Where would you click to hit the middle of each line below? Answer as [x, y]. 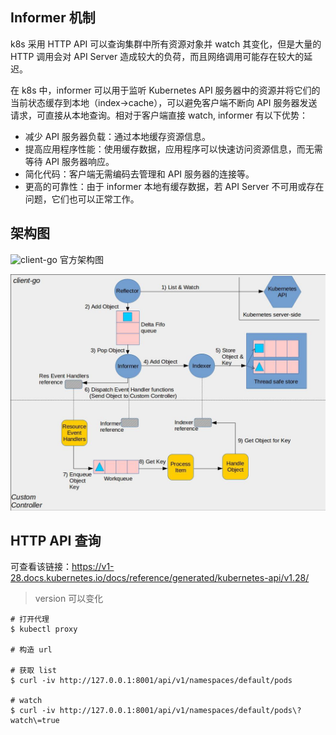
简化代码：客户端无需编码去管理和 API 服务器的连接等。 [139, 174]
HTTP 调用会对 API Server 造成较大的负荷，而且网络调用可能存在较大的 [157, 56]
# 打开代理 [30, 619]
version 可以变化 [69, 599]
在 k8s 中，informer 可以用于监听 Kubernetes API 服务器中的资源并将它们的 [165, 90]
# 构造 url [31, 650]
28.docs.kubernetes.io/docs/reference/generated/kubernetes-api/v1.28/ [160, 578]
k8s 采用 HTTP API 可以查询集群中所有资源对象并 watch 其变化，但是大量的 [166, 44]
